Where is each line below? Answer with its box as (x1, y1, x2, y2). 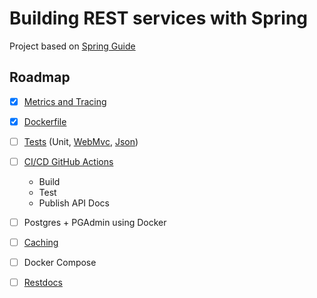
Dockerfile (23, 115, 67, 127)
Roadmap (9, 69, 71, 86)
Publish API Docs (38, 197, 110, 209)
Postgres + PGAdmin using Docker (23, 217, 167, 228)
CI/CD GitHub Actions (23, 155, 114, 167)
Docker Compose (23, 257, 97, 269)
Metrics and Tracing (23, 95, 107, 107)
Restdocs (23, 277, 63, 289)
